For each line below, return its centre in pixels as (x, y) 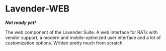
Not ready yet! (21, 22)
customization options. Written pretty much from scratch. (65, 42)
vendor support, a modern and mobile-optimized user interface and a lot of (83, 37)
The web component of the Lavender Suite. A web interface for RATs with (81, 32)
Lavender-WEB (37, 9)
